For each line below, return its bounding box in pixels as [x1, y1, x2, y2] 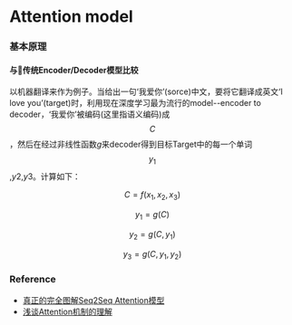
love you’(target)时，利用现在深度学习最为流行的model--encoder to [9, 98, 261, 109]
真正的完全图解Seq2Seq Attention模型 [22, 294, 165, 305]
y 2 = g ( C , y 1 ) [129, 228, 176, 242]
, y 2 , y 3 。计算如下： [9, 171, 82, 182]
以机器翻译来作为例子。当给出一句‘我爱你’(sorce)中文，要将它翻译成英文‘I [9, 86, 283, 97]
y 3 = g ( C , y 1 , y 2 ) [122, 248, 182, 262]
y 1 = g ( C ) [134, 208, 170, 222]
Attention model [9, 6, 133, 27]
